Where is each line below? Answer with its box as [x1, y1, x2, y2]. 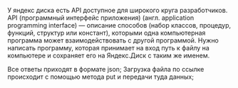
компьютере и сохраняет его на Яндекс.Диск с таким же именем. [7, 51, 210, 60]
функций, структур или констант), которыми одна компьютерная [7, 28, 206, 37]
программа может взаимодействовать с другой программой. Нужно [7, 36, 219, 45]
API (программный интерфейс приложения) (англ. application [7, 13, 195, 22]
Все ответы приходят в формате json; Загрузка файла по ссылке [7, 65, 205, 73]
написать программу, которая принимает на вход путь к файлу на [7, 44, 210, 52]
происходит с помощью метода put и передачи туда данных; [7, 72, 195, 81]
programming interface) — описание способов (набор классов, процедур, [7, 21, 232, 29]
